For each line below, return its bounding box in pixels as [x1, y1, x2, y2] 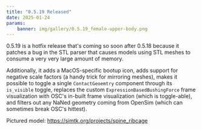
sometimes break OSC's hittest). [6, 105, 87, 112]
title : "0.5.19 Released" [6, 8, 72, 15]
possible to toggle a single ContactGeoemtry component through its [6, 80, 173, 87]
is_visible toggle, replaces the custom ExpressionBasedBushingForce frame [6, 86, 196, 94]
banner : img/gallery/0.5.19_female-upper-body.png [17, 25, 148, 32]
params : [6, 20, 26, 26]
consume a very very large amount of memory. [6, 55, 124, 62]
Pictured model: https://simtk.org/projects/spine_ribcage [6, 117, 148, 125]
